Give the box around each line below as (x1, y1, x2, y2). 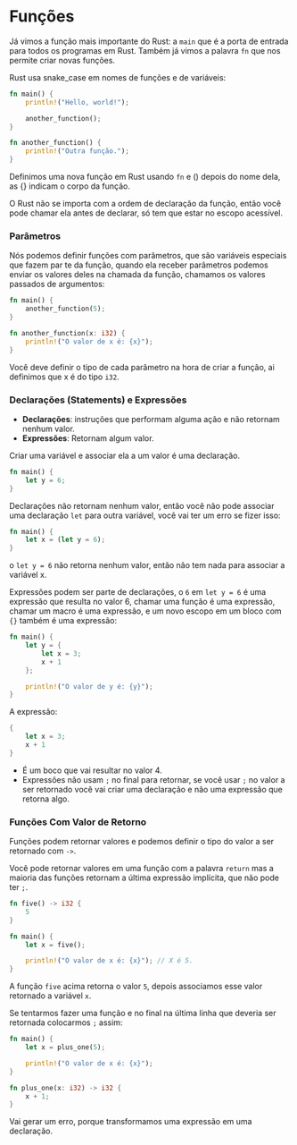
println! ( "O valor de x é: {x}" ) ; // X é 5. (25, 956, 194, 965)
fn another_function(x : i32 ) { (9, 328, 126, 337)
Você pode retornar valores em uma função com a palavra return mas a (9, 863, 274, 874)
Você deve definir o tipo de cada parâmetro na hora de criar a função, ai (9, 361, 275, 372)
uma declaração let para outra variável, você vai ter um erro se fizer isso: (9, 510, 281, 521)
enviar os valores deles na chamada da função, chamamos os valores (9, 269, 266, 280)
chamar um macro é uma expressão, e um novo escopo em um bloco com (9, 606, 283, 616)
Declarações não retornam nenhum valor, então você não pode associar (9, 500, 275, 511)
